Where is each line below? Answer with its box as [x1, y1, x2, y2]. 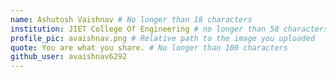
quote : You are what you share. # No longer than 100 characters [10, 42, 288, 53]
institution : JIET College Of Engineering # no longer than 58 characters [10, 24, 329, 34]
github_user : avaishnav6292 [10, 52, 128, 62]
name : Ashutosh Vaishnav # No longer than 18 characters [10, 14, 253, 25]
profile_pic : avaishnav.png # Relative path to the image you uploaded [10, 33, 315, 43]
